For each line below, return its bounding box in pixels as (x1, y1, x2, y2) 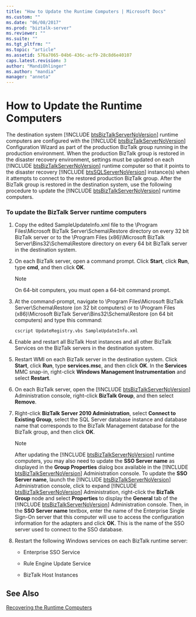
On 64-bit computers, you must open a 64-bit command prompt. (14, 287, 171, 294)
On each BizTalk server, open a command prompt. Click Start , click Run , (14, 257, 190, 265)
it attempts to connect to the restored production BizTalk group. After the (6, 175, 181, 182)
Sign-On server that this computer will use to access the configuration (14, 514, 184, 521)
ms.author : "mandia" (6, 69, 57, 74)
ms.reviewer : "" (6, 30, 46, 36)
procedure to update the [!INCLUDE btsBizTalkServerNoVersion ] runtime (6, 187, 181, 194)
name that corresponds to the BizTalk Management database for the (14, 422, 180, 429)
